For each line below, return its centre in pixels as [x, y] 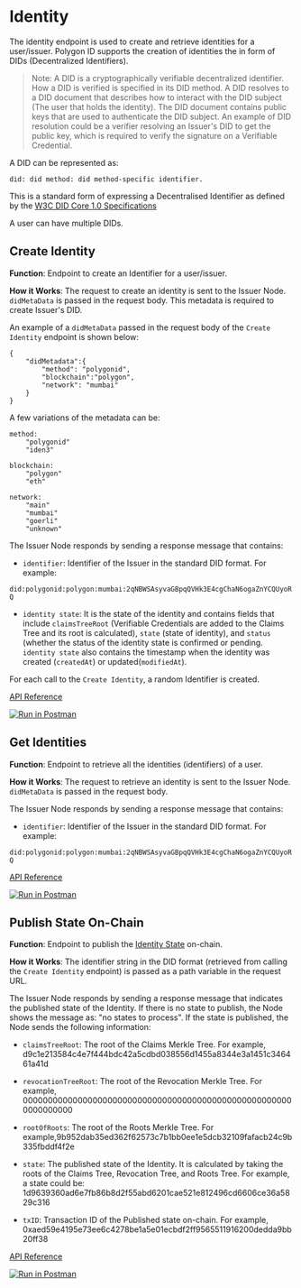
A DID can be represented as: [64, 162]
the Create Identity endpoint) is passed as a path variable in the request [145, 971]
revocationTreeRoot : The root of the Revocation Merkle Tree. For [142, 1081]
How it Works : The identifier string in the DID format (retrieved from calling [149, 961]
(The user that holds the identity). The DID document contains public [159, 106]
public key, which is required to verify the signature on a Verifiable [154, 135]
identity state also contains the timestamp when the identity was [146, 652]
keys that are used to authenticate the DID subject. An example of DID [161, 116]
